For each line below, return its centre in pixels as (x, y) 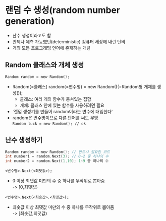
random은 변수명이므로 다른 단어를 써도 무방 (55, 118)
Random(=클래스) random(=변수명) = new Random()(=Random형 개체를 (84, 86)
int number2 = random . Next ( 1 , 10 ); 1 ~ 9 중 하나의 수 (57, 161)
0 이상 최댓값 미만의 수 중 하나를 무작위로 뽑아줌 (58, 181)
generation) (30, 21)
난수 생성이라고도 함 (31, 35)
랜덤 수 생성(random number (63, 10)
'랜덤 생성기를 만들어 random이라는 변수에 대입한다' (62, 111)
